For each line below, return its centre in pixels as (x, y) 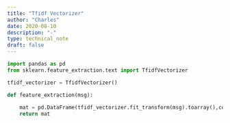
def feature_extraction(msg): (50, 95)
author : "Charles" (33, 20)
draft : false (26, 45)
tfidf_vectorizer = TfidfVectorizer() (62, 83)
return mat (35, 114)
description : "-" (32, 32)
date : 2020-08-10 (32, 26)
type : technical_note (38, 39)
